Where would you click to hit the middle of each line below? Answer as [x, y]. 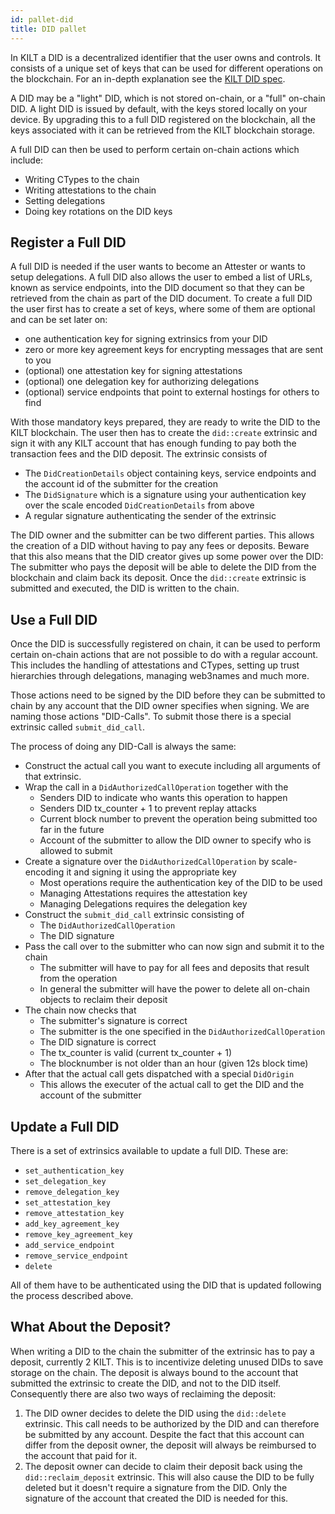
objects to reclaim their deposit [103, 1000]
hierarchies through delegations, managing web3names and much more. [160, 676]
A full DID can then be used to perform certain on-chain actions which [155, 149]
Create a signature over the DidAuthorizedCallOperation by [147, 862]
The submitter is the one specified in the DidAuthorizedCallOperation [182, 1032]
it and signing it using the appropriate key [151, 872]
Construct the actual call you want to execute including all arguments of [173, 766]
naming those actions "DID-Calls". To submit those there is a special [151, 717]
